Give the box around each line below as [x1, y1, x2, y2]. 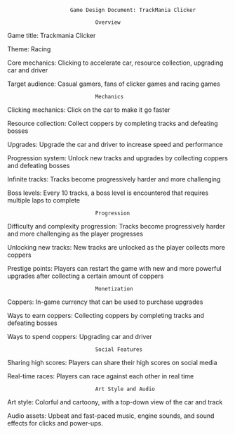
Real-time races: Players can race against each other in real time [7, 372, 194, 380]
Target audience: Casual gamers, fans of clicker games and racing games [7, 79, 221, 88]
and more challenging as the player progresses [7, 229, 144, 238]
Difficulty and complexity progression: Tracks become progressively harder [7, 222, 226, 230]
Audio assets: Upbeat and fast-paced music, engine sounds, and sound [7, 411, 215, 420]
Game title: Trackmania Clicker [7, 32, 96, 39]
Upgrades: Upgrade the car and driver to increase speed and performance [7, 141, 223, 148]
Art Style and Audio [95, 385, 156, 392]
